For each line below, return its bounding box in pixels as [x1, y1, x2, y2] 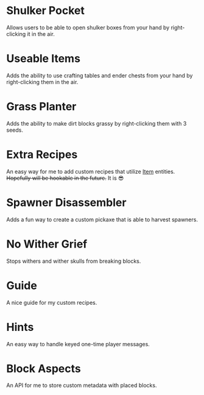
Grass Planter [6, 100, 77, 113]
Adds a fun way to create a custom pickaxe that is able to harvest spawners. [6, 216, 198, 223]
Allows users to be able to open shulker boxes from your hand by [6, 24, 170, 31]
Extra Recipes [6, 148, 78, 162]
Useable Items [6, 52, 81, 66]
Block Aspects [6, 361, 81, 375]
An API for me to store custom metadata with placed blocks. [6, 382, 157, 389]
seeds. [6, 126, 23, 133]
